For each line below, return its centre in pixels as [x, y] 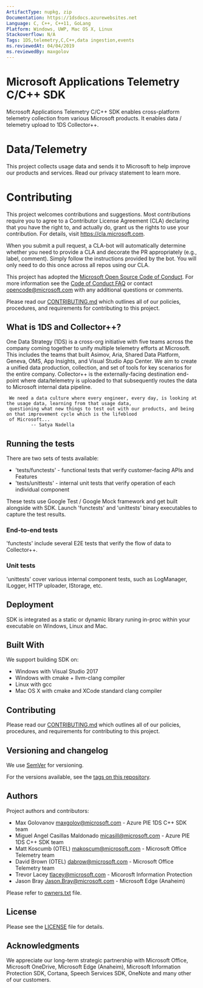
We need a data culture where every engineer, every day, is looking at [103, 398]
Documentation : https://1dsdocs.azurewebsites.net [72, 18]
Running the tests [40, 444]
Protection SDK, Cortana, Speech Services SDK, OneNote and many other [99, 973]
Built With [25, 645]
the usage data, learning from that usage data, [69, 404]
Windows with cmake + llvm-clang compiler [70, 678]
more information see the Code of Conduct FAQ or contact [80, 283]
